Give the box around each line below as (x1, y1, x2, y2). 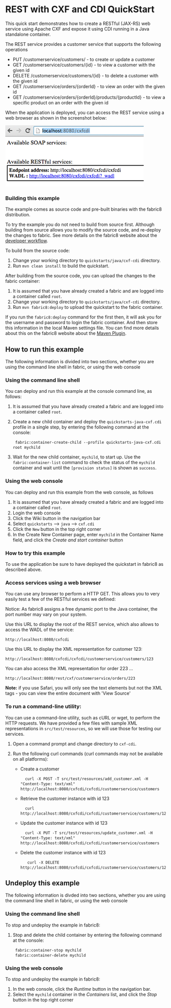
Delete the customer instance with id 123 (20, 849, 106, 855)
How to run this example (5, 345, 84, 354)
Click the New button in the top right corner (12, 526, 101, 532)
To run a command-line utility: (5, 703, 81, 710)
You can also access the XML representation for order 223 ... (5, 666, 133, 672)
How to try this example (5, 550, 65, 557)
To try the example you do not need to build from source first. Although (5, 221, 155, 227)
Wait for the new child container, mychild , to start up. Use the (12, 454, 141, 460)
